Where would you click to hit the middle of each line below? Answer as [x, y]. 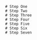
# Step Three [18, 15]
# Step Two [16, 11]
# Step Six [16, 28]
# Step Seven [18, 33]
